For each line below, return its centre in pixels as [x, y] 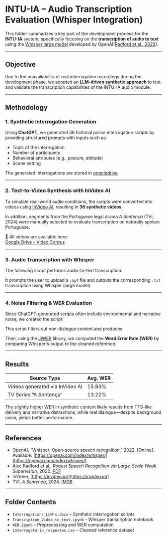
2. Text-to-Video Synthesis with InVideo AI [58, 190]
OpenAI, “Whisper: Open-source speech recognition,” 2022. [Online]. [83, 450]
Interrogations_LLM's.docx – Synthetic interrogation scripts [74, 514]
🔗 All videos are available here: [37, 237]
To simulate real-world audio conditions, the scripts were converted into [79, 201]
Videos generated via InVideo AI [45, 386]
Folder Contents [31, 502]
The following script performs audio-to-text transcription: [64, 271]
